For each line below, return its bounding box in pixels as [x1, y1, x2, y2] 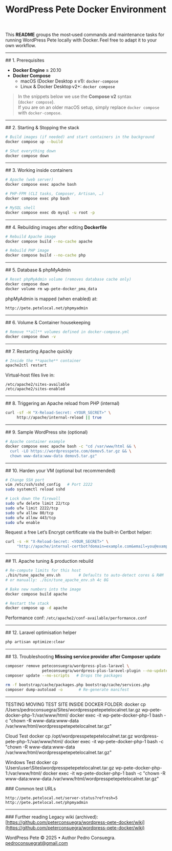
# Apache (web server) [5, 177, 54, 183]
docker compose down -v [5, 334, 56, 339]
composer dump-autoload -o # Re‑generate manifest [5, 687, 130, 692]
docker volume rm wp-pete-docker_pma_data [5, 286, 97, 291]
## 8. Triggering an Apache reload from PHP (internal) [5, 400, 120, 406]
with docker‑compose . [17, 109, 62, 116]
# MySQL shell [5, 205, 36, 210]
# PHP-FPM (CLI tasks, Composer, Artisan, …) [5, 191, 104, 196]
